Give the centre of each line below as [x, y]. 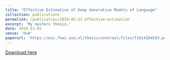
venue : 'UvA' [19, 33]
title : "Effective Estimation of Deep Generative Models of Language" [81, 10]
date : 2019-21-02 [24, 29]
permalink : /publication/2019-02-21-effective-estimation [68, 19]
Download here [21, 52]
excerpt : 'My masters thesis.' [38, 24]
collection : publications [32, 15]
